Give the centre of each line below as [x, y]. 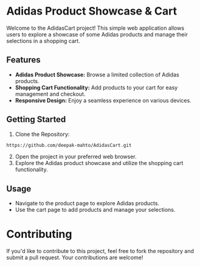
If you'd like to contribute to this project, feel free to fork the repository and [100, 251]
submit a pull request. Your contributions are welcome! [75, 258]
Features [23, 60]
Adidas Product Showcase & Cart [92, 11]
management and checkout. [50, 94]
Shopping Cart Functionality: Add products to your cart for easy [96, 87]
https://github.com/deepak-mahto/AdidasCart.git [69, 145]
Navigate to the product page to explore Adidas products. [87, 203]
